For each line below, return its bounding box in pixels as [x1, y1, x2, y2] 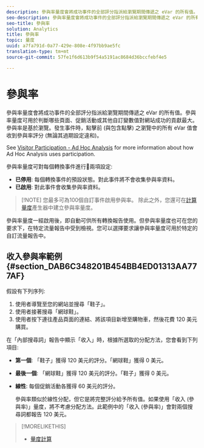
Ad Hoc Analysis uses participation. [6, 150, 95, 157]
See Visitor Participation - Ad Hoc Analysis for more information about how [6, 143, 194, 151]
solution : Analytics [6, 26, 59, 32]
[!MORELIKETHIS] [21, 423, 66, 430]
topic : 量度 [6, 37, 35, 43]
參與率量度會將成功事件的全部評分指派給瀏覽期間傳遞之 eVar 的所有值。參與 [6, 109, 196, 116]
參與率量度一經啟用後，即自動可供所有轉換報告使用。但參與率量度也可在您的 [6, 216, 198, 224]
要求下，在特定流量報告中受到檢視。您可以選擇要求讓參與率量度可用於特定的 [6, 224, 198, 232]
